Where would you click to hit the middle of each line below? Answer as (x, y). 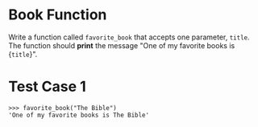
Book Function (58, 15)
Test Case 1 (47, 87)
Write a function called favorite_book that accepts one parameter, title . (129, 37)
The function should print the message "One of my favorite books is (122, 45)
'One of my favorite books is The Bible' (79, 115)
